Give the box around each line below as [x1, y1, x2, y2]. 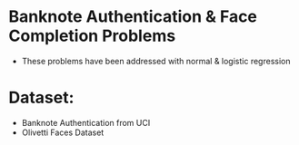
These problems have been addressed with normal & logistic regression [21, 55, 291, 66]
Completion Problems [8, 25, 176, 46]
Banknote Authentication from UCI [21, 117, 151, 128]
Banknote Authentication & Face [8, 6, 258, 27]
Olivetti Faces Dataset [21, 127, 105, 138]
